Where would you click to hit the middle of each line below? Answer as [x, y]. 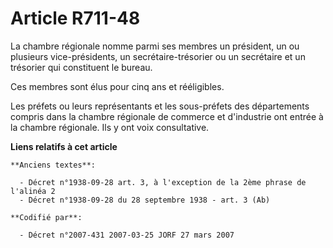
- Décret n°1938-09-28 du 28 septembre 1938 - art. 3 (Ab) [145, 200]
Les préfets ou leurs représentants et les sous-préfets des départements [160, 106]
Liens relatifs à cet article [64, 146]
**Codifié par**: [46, 217]
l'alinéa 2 [33, 191]
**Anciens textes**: [53, 165]
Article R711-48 [75, 18]
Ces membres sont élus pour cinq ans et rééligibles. [117, 86]
